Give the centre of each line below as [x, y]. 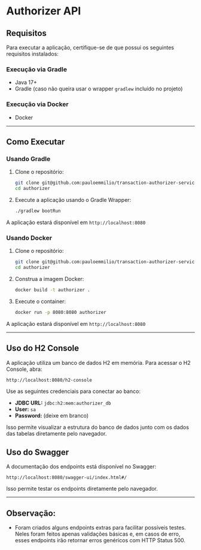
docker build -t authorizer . [53, 290]
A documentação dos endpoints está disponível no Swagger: [81, 467]
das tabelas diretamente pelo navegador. [57, 433]
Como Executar [36, 142]
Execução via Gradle [37, 69]
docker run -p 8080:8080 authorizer [60, 312]
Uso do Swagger [38, 452]
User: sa [25, 409]
